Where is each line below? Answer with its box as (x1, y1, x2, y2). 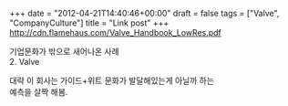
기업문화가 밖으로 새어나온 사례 (9, 46, 120, 57)
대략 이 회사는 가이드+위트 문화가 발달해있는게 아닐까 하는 (9, 75, 214, 86)
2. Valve (9, 57, 40, 67)
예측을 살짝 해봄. (9, 87, 68, 97)
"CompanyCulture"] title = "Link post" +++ (9, 17, 170, 28)
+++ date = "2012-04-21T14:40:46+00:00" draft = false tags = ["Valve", (9, 8, 280, 18)
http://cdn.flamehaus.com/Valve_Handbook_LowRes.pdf (9, 27, 221, 37)
